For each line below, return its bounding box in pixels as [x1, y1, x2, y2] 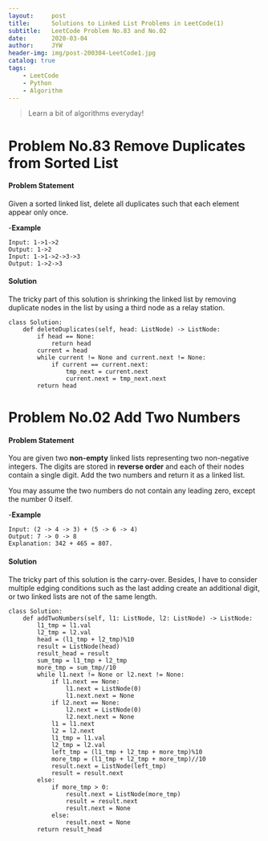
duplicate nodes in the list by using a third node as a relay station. [8, 302, 225, 312]
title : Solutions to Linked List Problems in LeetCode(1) [8, 19, 225, 27]
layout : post [8, 11, 67, 20]
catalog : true [8, 57, 56, 65]
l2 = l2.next [51, 727, 95, 735]
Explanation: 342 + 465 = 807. [8, 539, 113, 548]
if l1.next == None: [51, 677, 120, 686]
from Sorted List [8, 154, 119, 172]
